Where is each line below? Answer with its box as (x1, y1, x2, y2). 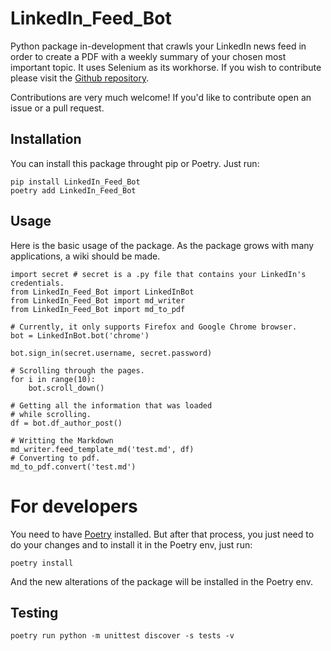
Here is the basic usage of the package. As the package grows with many (10, 239, 315, 251)
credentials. (10, 278, 65, 288)
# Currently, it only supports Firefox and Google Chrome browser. (10, 322, 298, 332)
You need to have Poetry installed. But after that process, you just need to (10, 528, 315, 540)
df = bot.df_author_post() (10, 418, 123, 428)
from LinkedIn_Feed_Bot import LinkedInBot (10, 287, 195, 297)
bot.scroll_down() (28, 383, 105, 393)
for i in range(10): (10, 374, 97, 384)
